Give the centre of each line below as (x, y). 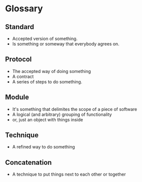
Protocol (18, 59)
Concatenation (28, 163)
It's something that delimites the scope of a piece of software (74, 109)
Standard (20, 27)
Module (17, 97)
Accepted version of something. (45, 38)
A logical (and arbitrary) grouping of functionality (62, 114)
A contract (23, 76)
